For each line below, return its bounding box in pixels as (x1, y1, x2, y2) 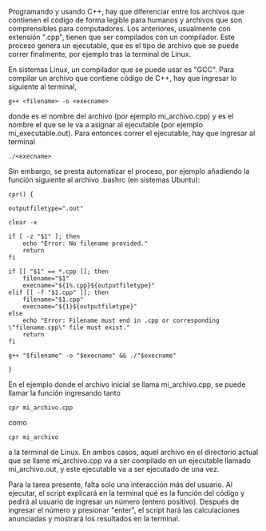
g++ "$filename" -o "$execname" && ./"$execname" (8, 352, 177, 360)
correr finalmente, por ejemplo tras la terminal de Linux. (8, 50, 192, 58)
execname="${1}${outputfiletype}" (22, 303, 137, 311)
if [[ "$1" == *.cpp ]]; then (8, 268, 109, 276)
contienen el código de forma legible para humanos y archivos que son (8, 15, 243, 25)
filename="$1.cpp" (22, 296, 84, 304)
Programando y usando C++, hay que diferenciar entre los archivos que (8, 7, 245, 16)
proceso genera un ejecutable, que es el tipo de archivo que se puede (8, 41, 240, 50)
